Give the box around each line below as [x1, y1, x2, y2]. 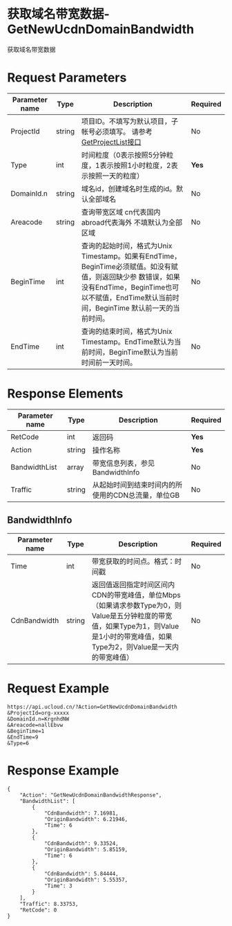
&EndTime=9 [7, 734, 39, 741]
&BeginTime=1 [7, 728, 45, 734]
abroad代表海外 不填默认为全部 [81, 217, 183, 227]
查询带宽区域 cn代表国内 [81, 207, 161, 216]
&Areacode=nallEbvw [7, 721, 64, 728]
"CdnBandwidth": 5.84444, [43, 870, 119, 877]
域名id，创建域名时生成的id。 [81, 184, 177, 194]
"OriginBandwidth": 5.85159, [43, 846, 128, 853]
